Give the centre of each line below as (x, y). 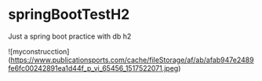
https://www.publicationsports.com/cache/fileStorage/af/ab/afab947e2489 (132, 60)
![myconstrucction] (39, 51)
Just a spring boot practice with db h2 (70, 36)
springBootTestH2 (69, 15)
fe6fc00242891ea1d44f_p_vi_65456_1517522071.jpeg (93, 68)
